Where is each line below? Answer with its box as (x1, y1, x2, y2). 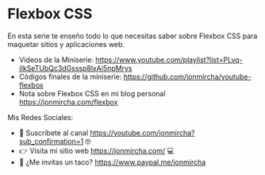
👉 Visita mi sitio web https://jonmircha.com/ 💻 (18, 146, 175, 155)
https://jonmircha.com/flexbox (18, 97, 118, 107)
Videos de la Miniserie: (18, 55, 94, 64)
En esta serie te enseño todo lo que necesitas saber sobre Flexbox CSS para (7, 31, 258, 41)
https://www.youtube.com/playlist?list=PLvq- (95, 55, 243, 64)
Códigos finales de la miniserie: (18, 72, 122, 81)
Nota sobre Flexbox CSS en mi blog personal (18, 88, 166, 98)
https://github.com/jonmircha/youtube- (123, 72, 252, 81)
